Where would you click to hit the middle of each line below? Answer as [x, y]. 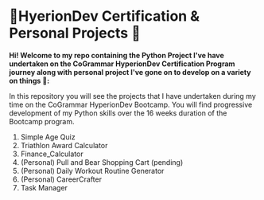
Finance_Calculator [52, 154]
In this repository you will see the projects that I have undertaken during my [133, 96]
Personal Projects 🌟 [75, 33]
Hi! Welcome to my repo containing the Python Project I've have [117, 55]
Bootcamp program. [42, 121]
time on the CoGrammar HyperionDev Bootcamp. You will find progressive [131, 104]
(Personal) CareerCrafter [61, 179]
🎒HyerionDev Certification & [105, 16]
